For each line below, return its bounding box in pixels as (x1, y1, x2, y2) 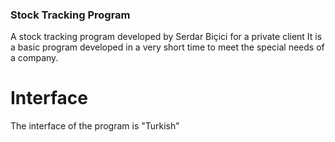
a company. (10, 52, 59, 64)
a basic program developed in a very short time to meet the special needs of (10, 41, 325, 53)
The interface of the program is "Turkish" (10, 120, 180, 132)
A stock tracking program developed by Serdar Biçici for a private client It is (10, 31, 323, 43)
